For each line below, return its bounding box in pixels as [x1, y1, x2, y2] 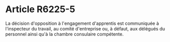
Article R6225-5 [5, 4, 75, 15]
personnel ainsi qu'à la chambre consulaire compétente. [5, 31, 124, 37]
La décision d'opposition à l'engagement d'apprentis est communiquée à [5, 20, 159, 26]
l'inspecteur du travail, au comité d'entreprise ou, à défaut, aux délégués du [5, 25, 165, 31]
